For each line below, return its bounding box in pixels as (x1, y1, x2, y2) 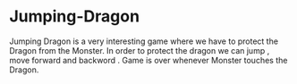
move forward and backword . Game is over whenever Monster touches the (9, 55, 288, 65)
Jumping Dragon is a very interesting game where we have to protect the (9, 36, 279, 46)
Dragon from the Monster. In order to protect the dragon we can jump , (9, 45, 270, 55)
